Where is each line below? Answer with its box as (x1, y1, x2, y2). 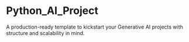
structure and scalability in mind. (6, 29, 85, 36)
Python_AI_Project (6, 4, 98, 17)
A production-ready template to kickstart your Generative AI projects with (6, 23, 183, 30)
